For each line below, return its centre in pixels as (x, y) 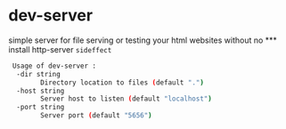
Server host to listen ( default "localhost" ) (127, 99)
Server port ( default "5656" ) (96, 116)
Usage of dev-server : (54, 66)
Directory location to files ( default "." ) (122, 82)
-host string (41, 91)
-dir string (39, 74)
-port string (41, 108)
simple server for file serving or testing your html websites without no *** (143, 40)
